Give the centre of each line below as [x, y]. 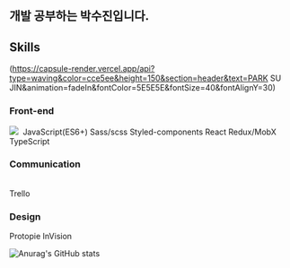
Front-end [32, 111]
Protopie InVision [41, 237]
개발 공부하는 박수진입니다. [79, 16]
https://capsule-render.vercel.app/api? [83, 69]
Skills [25, 47]
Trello [20, 193]
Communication [45, 164]
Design [25, 216]
